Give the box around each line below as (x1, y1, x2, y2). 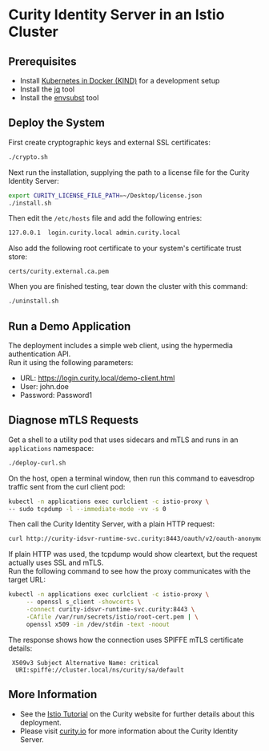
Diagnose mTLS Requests (8, 413, 139, 427)
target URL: (8, 575, 46, 585)
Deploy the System (8, 116, 106, 130)
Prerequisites (8, 55, 77, 68)
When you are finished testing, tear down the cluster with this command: (8, 282, 248, 291)
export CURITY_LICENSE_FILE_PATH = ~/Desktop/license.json (8, 191, 203, 200)
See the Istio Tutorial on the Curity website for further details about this (19, 708, 255, 719)
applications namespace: (8, 443, 94, 453)
